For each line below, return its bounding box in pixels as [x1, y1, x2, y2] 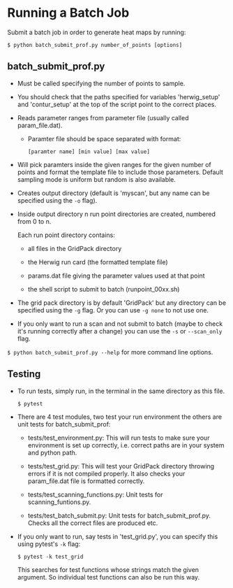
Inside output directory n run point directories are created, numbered [17, 210, 216, 218]
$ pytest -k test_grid [17, 553, 84, 560]
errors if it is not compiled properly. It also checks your [27, 469, 186, 478]
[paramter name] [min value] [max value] [27, 148, 150, 155]
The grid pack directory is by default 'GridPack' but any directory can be [17, 299, 227, 307]
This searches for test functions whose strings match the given [17, 565, 200, 574]
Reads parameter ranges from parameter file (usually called [17, 113, 189, 122]
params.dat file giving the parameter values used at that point [27, 271, 205, 280]
